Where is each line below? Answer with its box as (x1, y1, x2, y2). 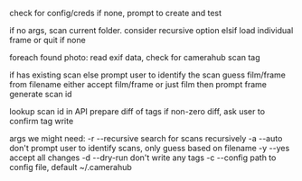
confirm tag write (9, 116, 74, 126)
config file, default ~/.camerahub (9, 162, 133, 172)
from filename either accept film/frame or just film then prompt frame (9, 79, 267, 89)
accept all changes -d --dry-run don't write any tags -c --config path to (9, 152, 277, 163)
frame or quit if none (9, 35, 86, 45)
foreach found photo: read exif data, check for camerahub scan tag (9, 52, 260, 62)
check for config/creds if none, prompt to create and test (9, 8, 222, 18)
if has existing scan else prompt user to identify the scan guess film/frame (9, 69, 287, 80)
